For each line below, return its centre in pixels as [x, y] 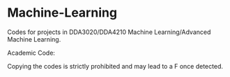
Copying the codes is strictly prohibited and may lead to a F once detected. [115, 66]
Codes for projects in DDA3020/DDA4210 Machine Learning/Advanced [109, 32]
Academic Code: [31, 53]
